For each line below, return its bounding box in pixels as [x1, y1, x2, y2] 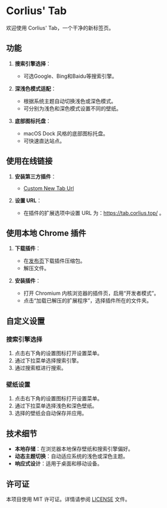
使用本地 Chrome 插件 [6, 228, 86, 238]
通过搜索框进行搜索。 [14, 364, 66, 371]
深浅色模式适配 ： [14, 85, 56, 92]
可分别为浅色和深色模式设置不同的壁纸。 [23, 105, 122, 112]
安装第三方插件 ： [14, 172, 56, 180]
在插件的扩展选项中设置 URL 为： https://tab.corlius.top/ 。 [23, 209, 165, 216]
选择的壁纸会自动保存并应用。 [14, 410, 87, 417]
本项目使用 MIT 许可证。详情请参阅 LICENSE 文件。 [6, 496, 131, 503]
